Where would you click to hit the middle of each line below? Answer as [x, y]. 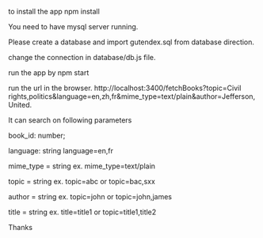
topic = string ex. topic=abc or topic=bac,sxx [82, 181]
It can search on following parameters [70, 120]
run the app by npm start [49, 73]
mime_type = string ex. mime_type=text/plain [82, 166]
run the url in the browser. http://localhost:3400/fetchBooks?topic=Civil [125, 88]
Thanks [21, 227]
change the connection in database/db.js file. [82, 57]
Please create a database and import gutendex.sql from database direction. [131, 42]
